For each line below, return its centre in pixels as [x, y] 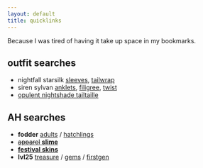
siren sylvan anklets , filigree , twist [67, 88]
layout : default [31, 14]
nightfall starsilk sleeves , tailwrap [66, 80]
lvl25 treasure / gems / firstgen [64, 157]
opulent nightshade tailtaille [58, 95]
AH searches [37, 117]
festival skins [38, 150]
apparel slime [38, 142]
